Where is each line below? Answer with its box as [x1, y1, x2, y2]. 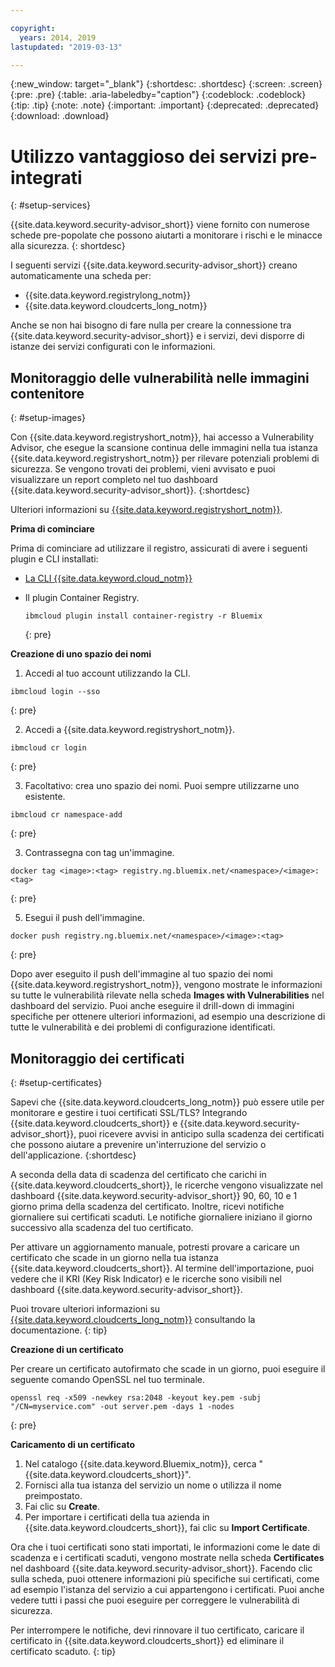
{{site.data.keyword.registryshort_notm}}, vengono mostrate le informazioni [10, 979, 323, 991]
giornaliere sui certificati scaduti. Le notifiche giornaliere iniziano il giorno [10, 1211, 313, 1223]
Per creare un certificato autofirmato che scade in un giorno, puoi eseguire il [10, 1362, 326, 1375]
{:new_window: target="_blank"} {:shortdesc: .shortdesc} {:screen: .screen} [10, 78, 323, 90]
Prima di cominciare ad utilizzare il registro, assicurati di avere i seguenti [10, 542, 308, 555]
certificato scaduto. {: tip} [10, 1645, 117, 1657]
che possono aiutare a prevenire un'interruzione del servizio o [10, 1138, 267, 1150]
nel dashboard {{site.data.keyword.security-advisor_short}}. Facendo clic [10, 1562, 313, 1574]
